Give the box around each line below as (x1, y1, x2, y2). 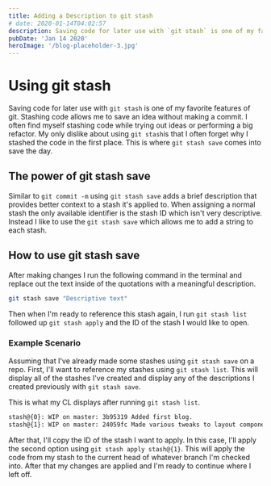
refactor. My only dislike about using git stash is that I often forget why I (8, 129, 248, 139)
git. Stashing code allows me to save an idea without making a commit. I (8, 112, 248, 122)
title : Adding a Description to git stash (8, 11, 153, 20)
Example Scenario (8, 337, 81, 349)
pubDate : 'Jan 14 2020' (8, 34, 89, 43)
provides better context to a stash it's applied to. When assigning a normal (8, 199, 256, 209)
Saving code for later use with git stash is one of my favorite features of (8, 103, 251, 113)
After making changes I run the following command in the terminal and (8, 270, 242, 279)
